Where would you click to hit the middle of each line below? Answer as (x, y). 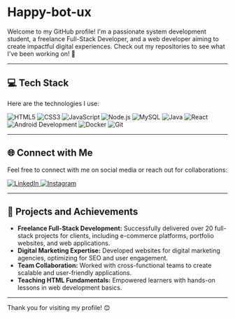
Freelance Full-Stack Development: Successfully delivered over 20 (115, 228)
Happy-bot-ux (50, 12)
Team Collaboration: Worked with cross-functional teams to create (114, 265)
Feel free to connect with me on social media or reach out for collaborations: (117, 170)
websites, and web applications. (64, 243)
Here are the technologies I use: (54, 103)
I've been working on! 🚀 (41, 54)
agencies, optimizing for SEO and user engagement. (93, 258)
